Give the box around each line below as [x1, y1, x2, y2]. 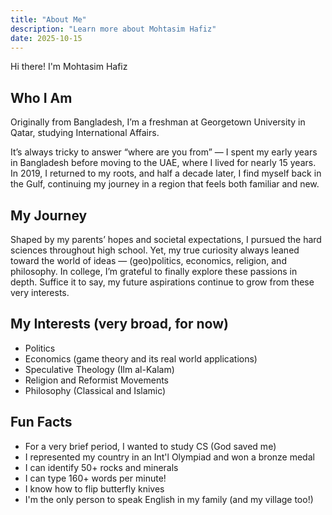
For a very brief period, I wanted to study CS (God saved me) [24, 440, 277, 452]
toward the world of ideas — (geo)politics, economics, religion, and [10, 255, 287, 266]
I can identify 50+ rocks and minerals [24, 461, 179, 473]
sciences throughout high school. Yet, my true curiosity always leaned [10, 244, 300, 256]
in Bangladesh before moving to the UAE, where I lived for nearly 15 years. [10, 157, 317, 169]
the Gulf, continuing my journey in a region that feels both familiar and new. [10, 178, 320, 190]
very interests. [10, 287, 70, 298]
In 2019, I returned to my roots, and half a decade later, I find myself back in [10, 167, 322, 180]
